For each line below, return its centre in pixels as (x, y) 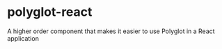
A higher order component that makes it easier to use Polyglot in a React (111, 31)
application (23, 38)
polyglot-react (50, 12)
